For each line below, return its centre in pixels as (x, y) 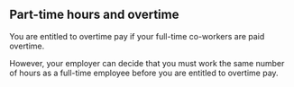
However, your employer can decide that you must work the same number (147, 63)
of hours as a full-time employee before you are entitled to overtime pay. (144, 73)
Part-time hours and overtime (94, 15)
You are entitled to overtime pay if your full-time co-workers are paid (137, 36)
